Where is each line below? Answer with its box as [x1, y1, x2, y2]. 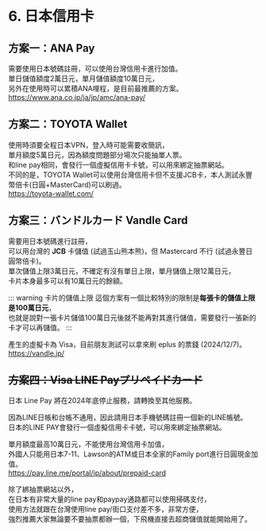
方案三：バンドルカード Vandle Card [8, 214, 188, 227]
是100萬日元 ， [8, 302, 56, 312]
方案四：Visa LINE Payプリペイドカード [8, 374, 203, 387]
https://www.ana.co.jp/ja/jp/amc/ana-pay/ [8, 93, 145, 102]
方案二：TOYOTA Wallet [8, 117, 128, 131]
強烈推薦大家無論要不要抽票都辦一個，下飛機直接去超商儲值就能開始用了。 [8, 514, 252, 524]
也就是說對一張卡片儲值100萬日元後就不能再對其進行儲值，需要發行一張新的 [8, 313, 256, 322]
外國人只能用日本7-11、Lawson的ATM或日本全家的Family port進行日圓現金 [8, 449, 252, 459]
